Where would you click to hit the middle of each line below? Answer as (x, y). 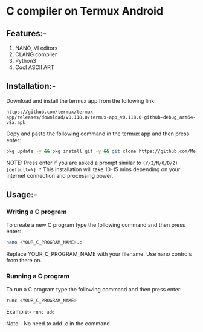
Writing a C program (37, 212)
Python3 (25, 61)
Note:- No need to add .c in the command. (59, 324)
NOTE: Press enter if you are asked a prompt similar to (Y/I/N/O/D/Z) (92, 163)
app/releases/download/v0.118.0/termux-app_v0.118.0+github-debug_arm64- (101, 117)
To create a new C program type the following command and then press (96, 225)
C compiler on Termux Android (85, 11)
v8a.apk (16, 122)
